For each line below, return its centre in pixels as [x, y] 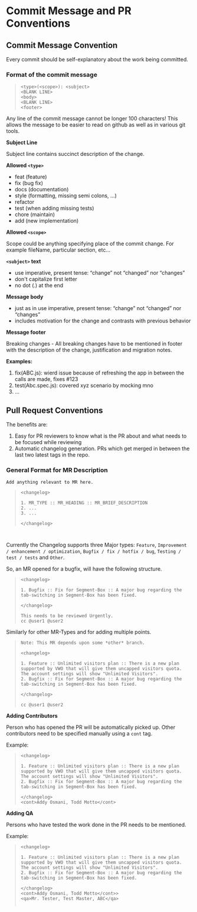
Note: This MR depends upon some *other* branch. [83, 643]
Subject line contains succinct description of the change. [75, 154]
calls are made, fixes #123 [46, 379]
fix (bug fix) [29, 183]
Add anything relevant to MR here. [50, 483]
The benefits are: [27, 425]
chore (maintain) [35, 214]
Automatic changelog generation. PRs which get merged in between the [102, 449]
